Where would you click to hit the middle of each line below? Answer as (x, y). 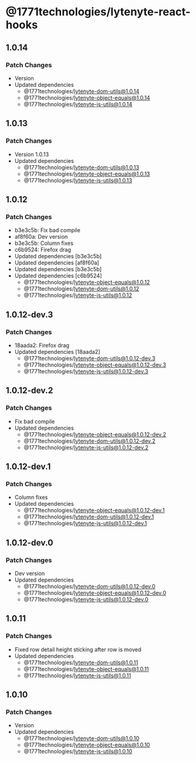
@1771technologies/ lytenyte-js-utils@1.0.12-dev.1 (85, 523)
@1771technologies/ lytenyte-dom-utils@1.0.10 (82, 738)
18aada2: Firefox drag (42, 345)
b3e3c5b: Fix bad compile (47, 230)
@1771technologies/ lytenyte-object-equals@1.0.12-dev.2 (95, 434)
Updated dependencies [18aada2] (57, 351)
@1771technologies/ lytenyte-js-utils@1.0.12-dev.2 (86, 447)
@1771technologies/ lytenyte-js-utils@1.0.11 (77, 675)
